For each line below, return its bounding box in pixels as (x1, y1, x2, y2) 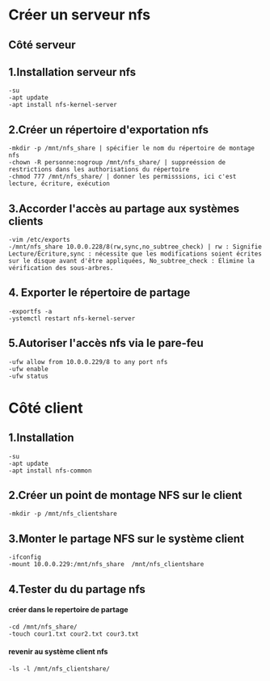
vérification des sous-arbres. (8, 264, 114, 273)
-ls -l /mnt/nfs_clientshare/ (8, 665, 111, 673)
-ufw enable (8, 365, 49, 373)
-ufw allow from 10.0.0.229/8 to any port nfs (8, 357, 168, 366)
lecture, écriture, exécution (8, 180, 111, 188)
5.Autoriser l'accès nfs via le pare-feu (8, 336, 204, 350)
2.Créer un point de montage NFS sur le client (8, 489, 243, 502)
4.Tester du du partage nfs (8, 582, 146, 596)
